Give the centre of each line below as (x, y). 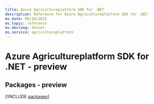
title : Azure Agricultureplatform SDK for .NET (55, 10)
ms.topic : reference (26, 23)
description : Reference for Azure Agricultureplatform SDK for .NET (77, 14)
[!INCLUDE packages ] (27, 96)
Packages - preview (36, 85)
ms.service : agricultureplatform (39, 32)
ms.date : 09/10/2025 (26, 19)
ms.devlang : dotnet (25, 28)
